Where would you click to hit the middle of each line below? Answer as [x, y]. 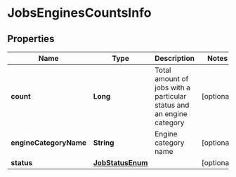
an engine [171, 114]
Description [175, 58]
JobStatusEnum [120, 163]
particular [170, 96]
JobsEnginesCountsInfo [79, 13]
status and [172, 105]
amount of [171, 79]
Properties [31, 39]
